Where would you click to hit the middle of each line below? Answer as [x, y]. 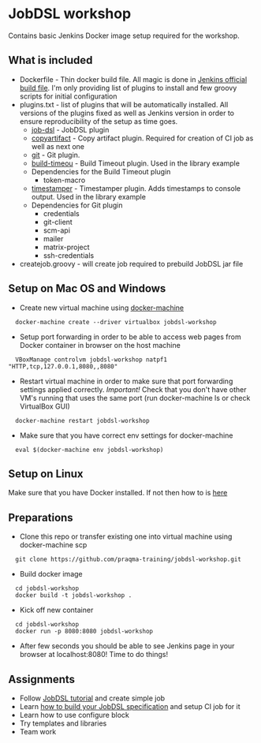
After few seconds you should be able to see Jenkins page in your [127, 646]
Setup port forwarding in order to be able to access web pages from [130, 337]
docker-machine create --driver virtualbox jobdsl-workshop [116, 322]
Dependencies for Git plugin [77, 205]
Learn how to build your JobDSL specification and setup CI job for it [130, 706]
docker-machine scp [53, 545]
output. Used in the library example [88, 196]
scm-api [57, 230]
